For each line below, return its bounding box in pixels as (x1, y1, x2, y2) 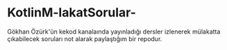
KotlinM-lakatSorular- (7, 5, 137, 21)
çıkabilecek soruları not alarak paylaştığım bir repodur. (7, 34, 162, 42)
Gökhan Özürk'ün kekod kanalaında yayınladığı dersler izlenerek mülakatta (7, 27, 221, 36)
